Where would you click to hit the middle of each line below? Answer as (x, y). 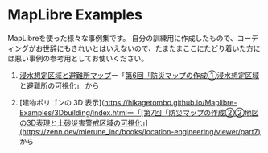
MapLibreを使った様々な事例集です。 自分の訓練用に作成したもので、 (123, 38)
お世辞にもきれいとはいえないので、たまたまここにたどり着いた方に (148, 48)
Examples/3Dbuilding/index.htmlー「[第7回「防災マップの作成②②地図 (139, 112)
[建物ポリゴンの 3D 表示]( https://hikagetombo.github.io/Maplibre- (128, 102)
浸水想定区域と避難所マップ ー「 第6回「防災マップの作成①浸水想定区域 (139, 75)
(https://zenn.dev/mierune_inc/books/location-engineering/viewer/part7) (140, 131)
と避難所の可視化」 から (59, 85)
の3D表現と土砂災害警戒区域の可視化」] (83, 122)
